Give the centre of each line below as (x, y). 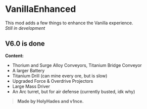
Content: (14, 55)
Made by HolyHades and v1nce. (50, 101)
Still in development (25, 28)
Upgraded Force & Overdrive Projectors (52, 81)
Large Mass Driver (31, 86)
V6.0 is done (25, 44)
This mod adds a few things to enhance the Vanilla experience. (69, 23)
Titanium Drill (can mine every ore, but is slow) (60, 76)
